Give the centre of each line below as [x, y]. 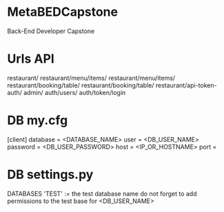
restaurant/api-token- [186, 85]
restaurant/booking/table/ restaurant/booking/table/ [81, 85]
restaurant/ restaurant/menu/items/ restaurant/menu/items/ [91, 78]
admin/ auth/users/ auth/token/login [74, 92]
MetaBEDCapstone [63, 12]
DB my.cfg [38, 120]
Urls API [31, 59]
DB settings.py [50, 174]
